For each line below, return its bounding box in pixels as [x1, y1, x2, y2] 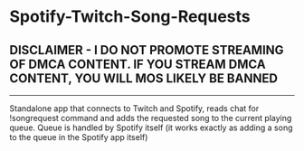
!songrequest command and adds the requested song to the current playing [9, 113, 292, 123]
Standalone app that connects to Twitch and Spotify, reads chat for [9, 103, 260, 114]
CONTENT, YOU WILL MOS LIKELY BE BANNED [9, 71, 279, 86]
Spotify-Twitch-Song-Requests [9, 6, 251, 27]
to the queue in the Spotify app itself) [9, 132, 148, 142]
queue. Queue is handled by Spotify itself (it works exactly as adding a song [9, 122, 293, 133]
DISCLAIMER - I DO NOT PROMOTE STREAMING [9, 42, 284, 58]
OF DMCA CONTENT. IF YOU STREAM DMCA [9, 56, 266, 71]
